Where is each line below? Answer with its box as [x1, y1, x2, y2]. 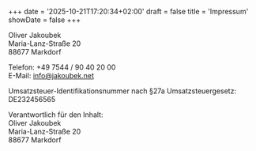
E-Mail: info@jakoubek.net [8, 71, 95, 80]
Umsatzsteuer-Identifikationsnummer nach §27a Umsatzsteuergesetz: [8, 86, 237, 96]
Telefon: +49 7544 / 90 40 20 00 [8, 62, 116, 72]
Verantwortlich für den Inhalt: [8, 110, 104, 119]
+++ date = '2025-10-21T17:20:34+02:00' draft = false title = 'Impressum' [8, 7, 249, 16]
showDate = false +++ [8, 15, 81, 25]
